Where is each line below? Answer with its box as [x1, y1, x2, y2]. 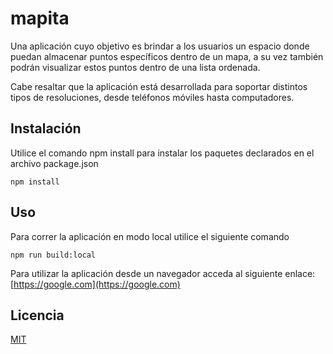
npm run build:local [10, 250, 97, 260]
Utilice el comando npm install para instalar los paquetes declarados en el [10, 147, 315, 159]
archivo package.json [10, 157, 99, 169]
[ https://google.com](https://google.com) [10, 278, 181, 290]
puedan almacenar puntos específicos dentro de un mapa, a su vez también [10, 50, 324, 62]
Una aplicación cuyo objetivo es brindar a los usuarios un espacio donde [10, 40, 310, 52]
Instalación [10, 120, 82, 137]
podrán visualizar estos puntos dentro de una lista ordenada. [10, 61, 261, 73]
